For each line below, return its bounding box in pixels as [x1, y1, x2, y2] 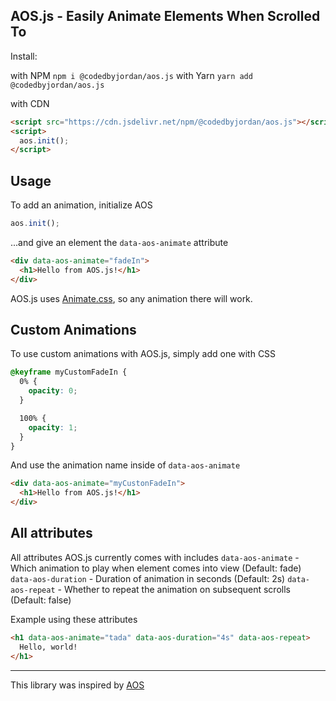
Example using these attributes [10, 613, 138, 625]
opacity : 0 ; [28, 386, 78, 396]
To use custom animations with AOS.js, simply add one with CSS [10, 348, 277, 360]
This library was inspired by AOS [10, 679, 145, 691]
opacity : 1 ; [28, 422, 78, 433]
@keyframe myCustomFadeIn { [10, 367, 128, 378]
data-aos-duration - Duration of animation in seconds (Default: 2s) [10, 572, 286, 584]
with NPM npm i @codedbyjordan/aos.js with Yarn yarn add [10, 69, 253, 81]
